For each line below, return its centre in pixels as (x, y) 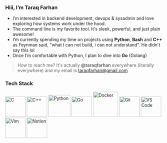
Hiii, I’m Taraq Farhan (31, 7)
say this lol (23, 50)
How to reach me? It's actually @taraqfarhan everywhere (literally (85, 65)
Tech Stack (19, 83)
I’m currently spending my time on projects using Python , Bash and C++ (87, 39)
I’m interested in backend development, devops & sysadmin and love (83, 18)
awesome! (23, 34)
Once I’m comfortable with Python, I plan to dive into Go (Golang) (80, 55)
